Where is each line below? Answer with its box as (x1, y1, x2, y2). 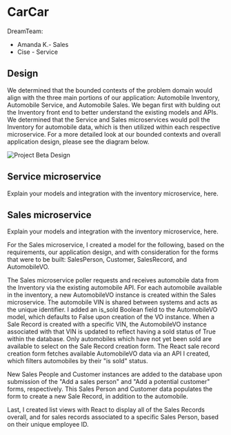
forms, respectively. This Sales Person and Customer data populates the (7, 385, 212, 394)
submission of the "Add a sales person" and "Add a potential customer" (7, 378, 210, 386)
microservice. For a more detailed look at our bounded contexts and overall (7, 130, 221, 138)
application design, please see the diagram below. (7, 137, 150, 146)
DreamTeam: (7, 27, 43, 35)
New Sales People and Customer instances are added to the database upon (7, 370, 223, 378)
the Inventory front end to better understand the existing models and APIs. (7, 108, 219, 116)
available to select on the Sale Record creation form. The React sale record (7, 342, 220, 351)
